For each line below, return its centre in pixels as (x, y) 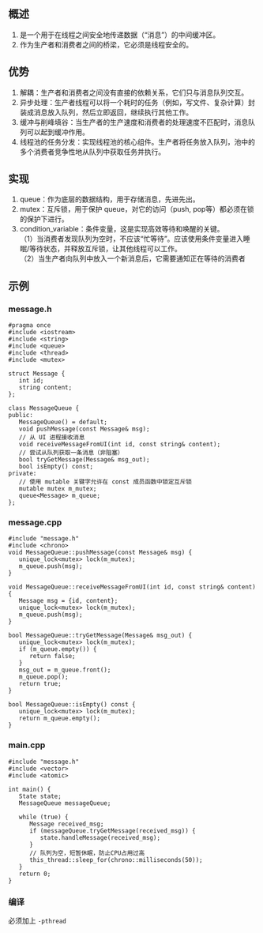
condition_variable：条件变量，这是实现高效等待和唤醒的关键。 (122, 229)
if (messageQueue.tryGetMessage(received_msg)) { (112, 831)
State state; (40, 796)
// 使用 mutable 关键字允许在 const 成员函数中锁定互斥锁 (105, 482)
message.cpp (35, 522)
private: (23, 474)
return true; (40, 684)
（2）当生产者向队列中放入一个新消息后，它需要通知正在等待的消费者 (133, 258)
